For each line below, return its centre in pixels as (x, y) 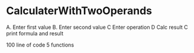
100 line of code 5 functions (40, 45)
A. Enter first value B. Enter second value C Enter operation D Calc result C (97, 27)
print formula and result (35, 33)
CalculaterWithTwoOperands (79, 11)
